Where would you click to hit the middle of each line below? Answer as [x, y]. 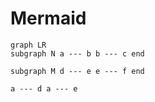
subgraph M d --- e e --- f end [77, 71]
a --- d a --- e [44, 88]
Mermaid [48, 18]
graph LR [28, 45]
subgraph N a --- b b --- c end [77, 53]
